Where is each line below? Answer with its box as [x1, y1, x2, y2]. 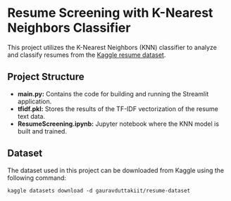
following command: [7, 174, 67, 182]
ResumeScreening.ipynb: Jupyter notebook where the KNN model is [17, 119, 220, 128]
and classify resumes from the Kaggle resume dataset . [7, 51, 166, 59]
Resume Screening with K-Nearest [7, 5, 213, 21]
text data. [17, 112, 46, 120]
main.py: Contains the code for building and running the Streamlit [17, 89, 209, 98]
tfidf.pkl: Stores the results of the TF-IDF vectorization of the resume [17, 104, 218, 113]
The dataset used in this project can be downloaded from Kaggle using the [7, 166, 224, 174]
